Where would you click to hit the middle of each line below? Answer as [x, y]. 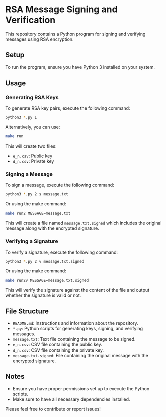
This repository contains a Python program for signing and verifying [75, 34]
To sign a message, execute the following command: [60, 185]
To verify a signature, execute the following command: [62, 252]
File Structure [27, 311]
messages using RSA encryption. [39, 39]
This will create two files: [31, 146]
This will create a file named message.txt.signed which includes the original [84, 223]
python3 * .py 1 [21, 118]
